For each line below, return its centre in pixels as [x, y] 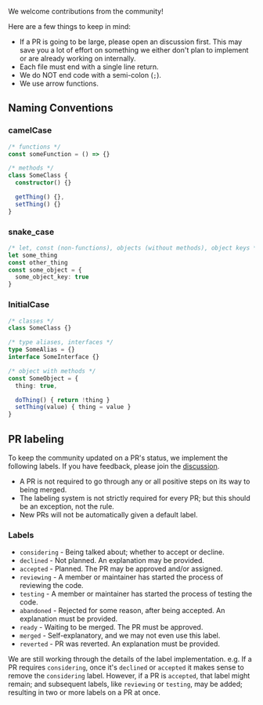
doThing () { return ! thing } [63, 400]
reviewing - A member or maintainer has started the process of [121, 577]
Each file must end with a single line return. [89, 67]
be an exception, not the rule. [67, 506]
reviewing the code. [51, 586]
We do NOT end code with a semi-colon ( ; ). [90, 75]
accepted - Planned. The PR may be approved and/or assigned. [121, 569]
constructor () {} [43, 183]
